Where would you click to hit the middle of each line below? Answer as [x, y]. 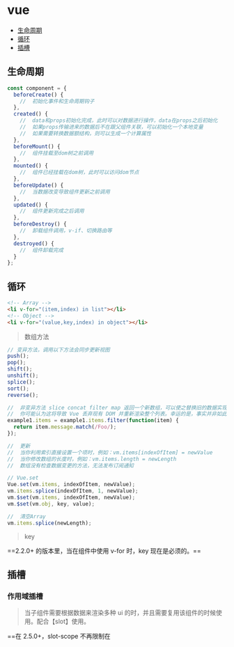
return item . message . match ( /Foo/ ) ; [65, 427]
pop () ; [17, 363]
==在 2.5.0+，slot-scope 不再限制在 [59, 637]
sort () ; [18, 389]
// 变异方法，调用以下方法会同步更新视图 [58, 350]
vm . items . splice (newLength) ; [49, 523]
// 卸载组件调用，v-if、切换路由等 [66, 231]
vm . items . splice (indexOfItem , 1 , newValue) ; [73, 491]
